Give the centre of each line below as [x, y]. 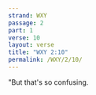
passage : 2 [26, 23]
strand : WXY [28, 15]
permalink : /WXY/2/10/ [45, 60]
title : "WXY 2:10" [38, 52]
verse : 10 [24, 38]
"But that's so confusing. [48, 82]
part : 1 [21, 30]
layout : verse [31, 45]
